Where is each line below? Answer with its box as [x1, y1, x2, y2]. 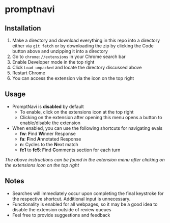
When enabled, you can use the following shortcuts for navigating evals [12, 125, 163, 131]
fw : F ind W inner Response [19, 130, 76, 136]
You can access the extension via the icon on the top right [12, 75, 134, 81]
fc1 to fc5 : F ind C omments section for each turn [19, 147, 121, 153]
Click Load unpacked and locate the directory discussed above [12, 65, 142, 70]
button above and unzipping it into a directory [12, 48, 108, 54]
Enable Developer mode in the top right [12, 59, 95, 65]
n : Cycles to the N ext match [19, 141, 78, 147]
